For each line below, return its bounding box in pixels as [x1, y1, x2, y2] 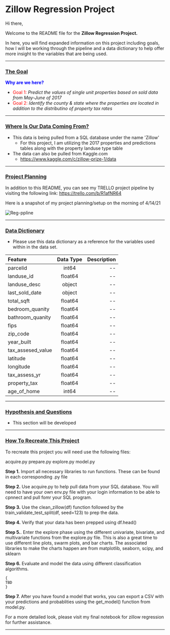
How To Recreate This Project [5, 437, 79, 444]
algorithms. [5, 566, 29, 572]
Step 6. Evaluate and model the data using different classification [5, 560, 142, 566]
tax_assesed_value [8, 347, 52, 354]
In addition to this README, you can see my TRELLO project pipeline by [5, 185, 154, 191]
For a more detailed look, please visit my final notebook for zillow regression [5, 614, 164, 620]
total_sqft [8, 298, 30, 305]
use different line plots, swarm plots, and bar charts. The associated [5, 540, 147, 546]
